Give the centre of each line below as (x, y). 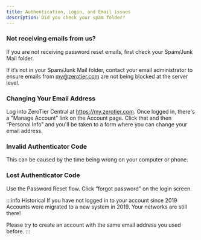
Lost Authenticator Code (43, 175)
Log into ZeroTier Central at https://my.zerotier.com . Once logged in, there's (101, 112)
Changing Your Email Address (51, 99)
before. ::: (18, 231)
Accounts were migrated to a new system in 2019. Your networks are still (97, 207)
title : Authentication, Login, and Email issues (69, 12)
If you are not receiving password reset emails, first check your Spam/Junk (100, 51)
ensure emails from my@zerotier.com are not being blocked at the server (97, 76)
